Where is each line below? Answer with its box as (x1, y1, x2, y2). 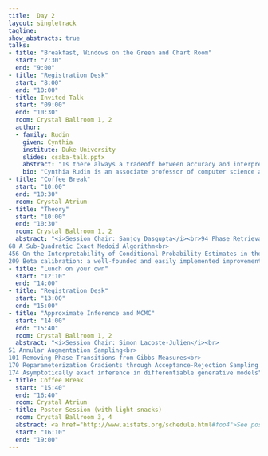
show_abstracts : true (8, 34, 81, 42)
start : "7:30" (15, 57, 62, 65)
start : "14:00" (15, 317, 66, 325)
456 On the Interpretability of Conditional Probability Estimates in (8, 250, 248, 258)
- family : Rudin (15, 130, 69, 138)
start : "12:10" (15, 272, 66, 280)
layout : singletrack (8, 19, 77, 27)
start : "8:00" (15, 78, 62, 86)
